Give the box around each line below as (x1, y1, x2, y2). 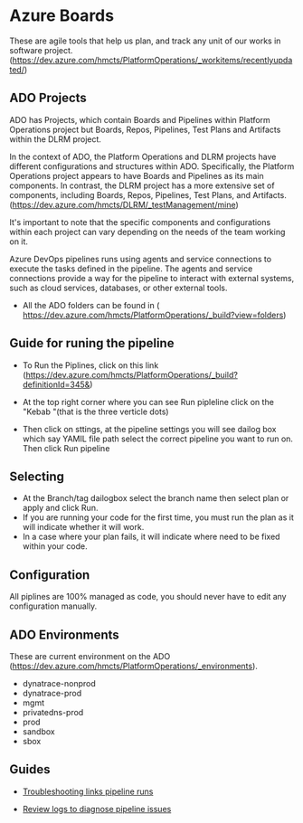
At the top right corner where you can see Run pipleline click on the (22, 396, 274, 407)
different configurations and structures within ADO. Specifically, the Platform (9, 160, 295, 172)
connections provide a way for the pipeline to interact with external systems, (9, 272, 295, 283)
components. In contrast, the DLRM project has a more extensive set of (9, 180, 275, 191)
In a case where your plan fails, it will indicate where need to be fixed (22, 531, 280, 543)
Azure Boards (9, 5, 115, 26)
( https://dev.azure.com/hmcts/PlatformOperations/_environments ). (9, 661, 258, 671)
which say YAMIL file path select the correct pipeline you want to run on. (22, 433, 294, 444)
